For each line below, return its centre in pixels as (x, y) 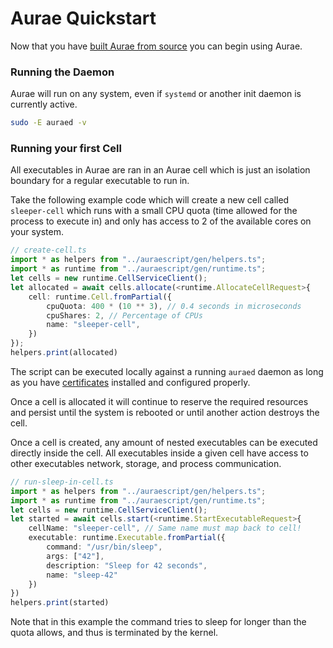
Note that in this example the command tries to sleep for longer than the (158, 622)
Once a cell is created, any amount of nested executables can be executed (164, 442)
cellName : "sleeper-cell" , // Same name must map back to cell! (165, 528)
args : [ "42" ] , (75, 556)
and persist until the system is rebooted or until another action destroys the (165, 412)
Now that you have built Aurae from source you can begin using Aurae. (156, 46)
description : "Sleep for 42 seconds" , (127, 565)
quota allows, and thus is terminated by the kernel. (114, 633)
